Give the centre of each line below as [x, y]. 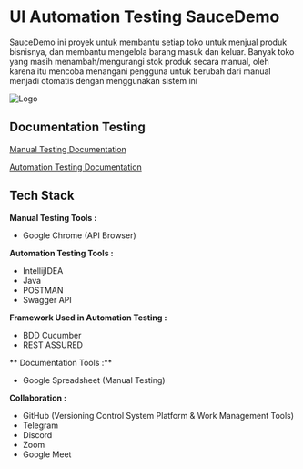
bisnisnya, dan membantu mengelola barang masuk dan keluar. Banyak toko [152, 51]
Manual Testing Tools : [53, 217]
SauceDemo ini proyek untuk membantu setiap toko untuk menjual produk [148, 42]
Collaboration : [38, 398]
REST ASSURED [53, 345]
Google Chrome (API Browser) [79, 235]
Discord [37, 434]
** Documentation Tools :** [61, 362]
